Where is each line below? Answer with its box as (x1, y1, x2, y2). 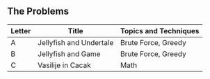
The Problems (7, 6, 70, 17)
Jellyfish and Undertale (38, 37, 114, 47)
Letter (10, 26, 31, 35)
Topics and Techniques (120, 26, 200, 35)
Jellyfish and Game (38, 49, 101, 58)
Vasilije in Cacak (38, 60, 92, 70)
